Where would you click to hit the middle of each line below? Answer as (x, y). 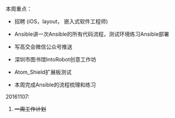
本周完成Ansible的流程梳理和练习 (55, 85)
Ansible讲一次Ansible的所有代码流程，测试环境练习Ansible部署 (92, 34)
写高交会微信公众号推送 (43, 47)
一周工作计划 (30, 109)
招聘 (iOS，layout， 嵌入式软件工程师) (61, 21)
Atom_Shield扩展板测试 (43, 72)
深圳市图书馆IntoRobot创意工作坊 (55, 59)
